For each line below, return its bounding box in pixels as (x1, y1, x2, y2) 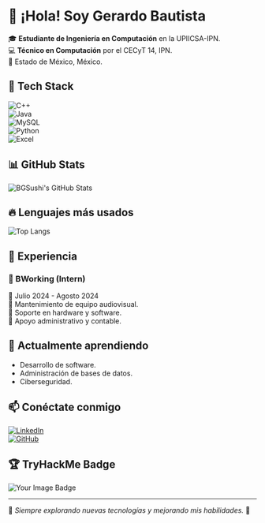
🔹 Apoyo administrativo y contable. (8, 316, 122, 326)
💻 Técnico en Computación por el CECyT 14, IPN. (8, 45, 173, 54)
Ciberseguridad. (19, 376, 73, 386)
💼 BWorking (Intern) (8, 273, 86, 284)
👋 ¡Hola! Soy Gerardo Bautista (8, 7, 207, 25)
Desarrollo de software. (19, 360, 96, 369)
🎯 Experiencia (8, 249, 77, 263)
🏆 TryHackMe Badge (8, 458, 116, 472)
